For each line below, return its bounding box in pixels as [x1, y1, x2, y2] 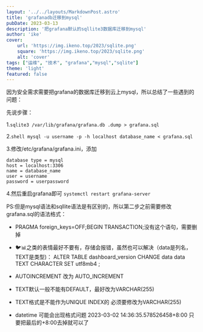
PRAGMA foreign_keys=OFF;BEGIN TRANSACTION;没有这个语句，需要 [15, 223, 192, 231]
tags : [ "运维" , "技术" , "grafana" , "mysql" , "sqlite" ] [6, 59, 139, 66]
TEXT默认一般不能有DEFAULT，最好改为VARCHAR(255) [15, 286, 155, 293]
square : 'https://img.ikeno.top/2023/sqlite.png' [17, 49, 145, 55]
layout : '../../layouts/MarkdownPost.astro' [6, 8, 121, 15]
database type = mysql [6, 157, 64, 164]
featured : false [6, 71, 47, 77]
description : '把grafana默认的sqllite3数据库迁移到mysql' [6, 25, 147, 32]
